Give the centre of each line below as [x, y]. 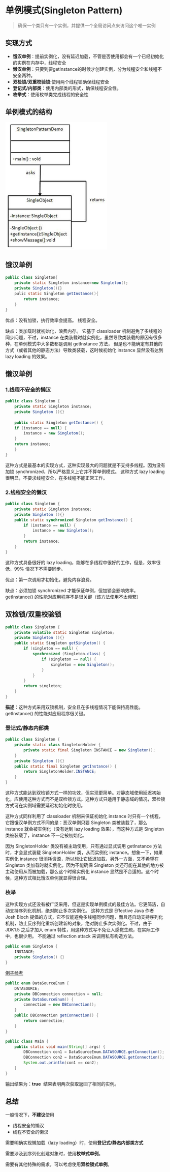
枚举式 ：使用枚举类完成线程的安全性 [50, 94]
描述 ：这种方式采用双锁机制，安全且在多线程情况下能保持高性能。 [74, 707]
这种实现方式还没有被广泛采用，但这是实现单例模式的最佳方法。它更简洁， [83, 904]
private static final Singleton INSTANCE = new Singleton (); [90, 750]
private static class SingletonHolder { [58, 745]
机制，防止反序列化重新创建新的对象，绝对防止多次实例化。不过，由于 [79, 923]
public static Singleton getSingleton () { [60, 643]
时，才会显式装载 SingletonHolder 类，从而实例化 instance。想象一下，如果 [84, 853]
